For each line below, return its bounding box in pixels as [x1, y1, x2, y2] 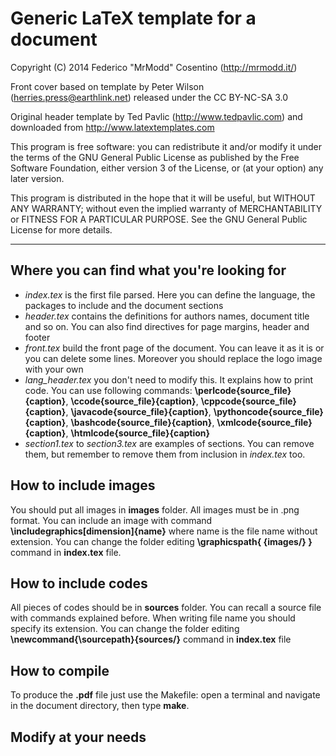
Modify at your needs [10, 728, 147, 746]
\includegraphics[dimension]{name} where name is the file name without [10, 525, 318, 537]
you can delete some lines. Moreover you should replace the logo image [24, 352, 323, 364]
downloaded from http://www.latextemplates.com [10, 121, 215, 133]
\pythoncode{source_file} [213, 405, 324, 417]
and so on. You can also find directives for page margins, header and [24, 320, 310, 332]
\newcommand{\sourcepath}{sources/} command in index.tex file [10, 633, 292, 646]
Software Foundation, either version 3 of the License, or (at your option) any [10, 162, 324, 174]
